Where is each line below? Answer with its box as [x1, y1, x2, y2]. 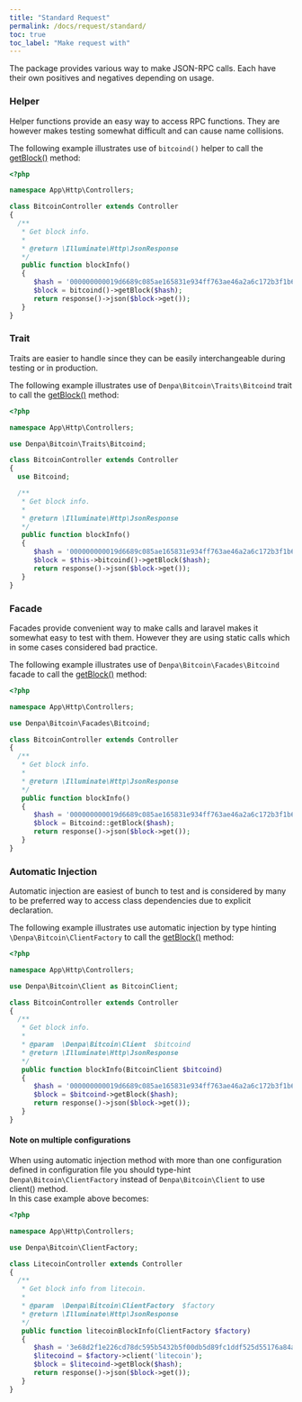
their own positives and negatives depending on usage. [9, 73, 215, 84]
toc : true [9, 30, 47, 39]
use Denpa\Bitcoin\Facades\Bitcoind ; [9, 718, 151, 728]
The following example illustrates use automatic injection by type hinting [9, 923, 277, 933]
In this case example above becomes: [9, 1193, 149, 1204]
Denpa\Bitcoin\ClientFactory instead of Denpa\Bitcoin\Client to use [9, 1174, 265, 1185]
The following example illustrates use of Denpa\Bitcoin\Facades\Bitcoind [9, 659, 280, 669]
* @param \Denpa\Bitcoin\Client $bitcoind [21, 1040, 191, 1050]
